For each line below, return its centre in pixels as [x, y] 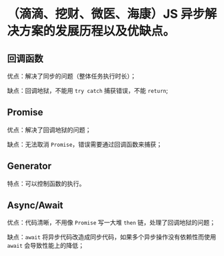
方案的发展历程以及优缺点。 [98, 31]
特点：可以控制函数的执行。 [46, 183]
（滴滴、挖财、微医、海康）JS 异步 [106, 14]
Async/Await [35, 205]
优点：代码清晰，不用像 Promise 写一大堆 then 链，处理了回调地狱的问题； [111, 223]
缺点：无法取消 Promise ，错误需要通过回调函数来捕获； [85, 144]
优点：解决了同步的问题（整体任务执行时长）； [72, 76]
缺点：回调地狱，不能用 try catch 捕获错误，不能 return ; [88, 90]
